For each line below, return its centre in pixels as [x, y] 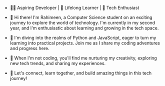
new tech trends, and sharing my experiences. [58, 63]
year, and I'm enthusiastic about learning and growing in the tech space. [84, 28]
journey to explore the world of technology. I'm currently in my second [82, 23]
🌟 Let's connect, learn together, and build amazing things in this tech [81, 73]
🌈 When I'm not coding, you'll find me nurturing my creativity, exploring [83, 58]
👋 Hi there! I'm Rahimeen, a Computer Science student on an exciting [81, 17]
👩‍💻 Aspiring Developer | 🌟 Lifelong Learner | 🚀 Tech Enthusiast [74, 8]
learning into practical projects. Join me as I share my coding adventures [85, 43]
